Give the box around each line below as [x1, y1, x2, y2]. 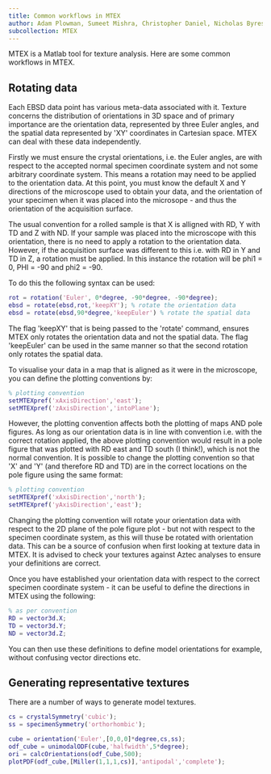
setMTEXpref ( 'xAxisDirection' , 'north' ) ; [8, 494, 147, 502]
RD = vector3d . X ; [8, 614, 67, 622]
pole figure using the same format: [8, 470, 123, 480]
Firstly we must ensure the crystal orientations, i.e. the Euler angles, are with [8, 153, 263, 162]
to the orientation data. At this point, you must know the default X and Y [8, 179, 246, 188]
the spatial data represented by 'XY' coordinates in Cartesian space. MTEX [8, 128, 257, 138]
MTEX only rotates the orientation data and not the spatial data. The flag [8, 332, 248, 342]
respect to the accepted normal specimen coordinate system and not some [8, 161, 258, 170]
